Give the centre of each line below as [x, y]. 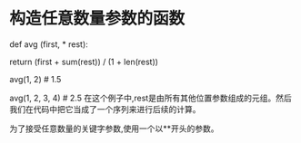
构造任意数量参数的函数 [97, 19]
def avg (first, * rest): [49, 44]
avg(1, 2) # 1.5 [35, 79]
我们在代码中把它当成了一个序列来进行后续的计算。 [105, 109]
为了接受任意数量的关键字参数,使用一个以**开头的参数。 [115, 129]
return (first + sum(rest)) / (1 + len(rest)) [84, 62]
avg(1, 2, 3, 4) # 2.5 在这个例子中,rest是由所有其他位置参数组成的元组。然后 [151, 98]
